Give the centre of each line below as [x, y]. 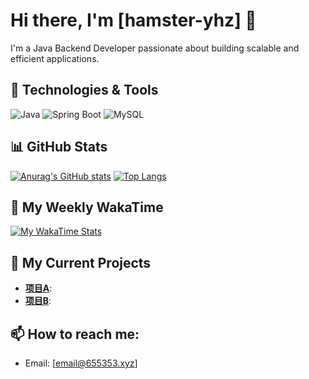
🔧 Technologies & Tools [84, 90]
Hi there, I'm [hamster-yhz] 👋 [133, 20]
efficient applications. [55, 58]
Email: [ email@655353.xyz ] [81, 363]
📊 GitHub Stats [59, 147]
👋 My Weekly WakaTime [87, 207]
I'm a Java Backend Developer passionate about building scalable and [155, 48]
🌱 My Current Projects [81, 262]
